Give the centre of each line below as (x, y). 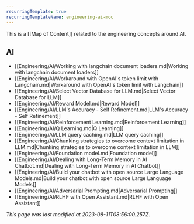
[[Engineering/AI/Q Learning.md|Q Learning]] (69, 128)
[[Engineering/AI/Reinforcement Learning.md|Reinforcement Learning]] (100, 122)
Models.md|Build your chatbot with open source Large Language (93, 178)
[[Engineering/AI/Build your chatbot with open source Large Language (99, 172)
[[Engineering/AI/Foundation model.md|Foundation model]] (86, 154)
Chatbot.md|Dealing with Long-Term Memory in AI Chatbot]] (87, 166)
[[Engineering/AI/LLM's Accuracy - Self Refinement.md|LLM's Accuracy (101, 110)
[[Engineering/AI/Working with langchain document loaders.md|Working (101, 66)
